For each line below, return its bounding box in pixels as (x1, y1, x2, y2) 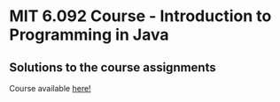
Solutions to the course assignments (9, 60, 216, 75)
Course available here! (9, 84, 91, 93)
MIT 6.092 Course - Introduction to (9, 6, 272, 26)
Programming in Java (9, 25, 170, 45)
